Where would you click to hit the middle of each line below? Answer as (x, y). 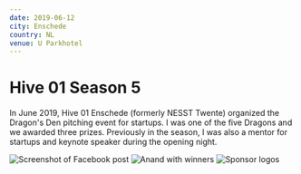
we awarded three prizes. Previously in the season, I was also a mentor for (149, 132)
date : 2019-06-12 (42, 18)
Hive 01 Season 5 (75, 88)
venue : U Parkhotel (46, 43)
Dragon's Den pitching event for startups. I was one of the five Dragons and (151, 122)
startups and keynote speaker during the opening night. (113, 142)
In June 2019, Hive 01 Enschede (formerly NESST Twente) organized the (144, 113)
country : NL (32, 34)
